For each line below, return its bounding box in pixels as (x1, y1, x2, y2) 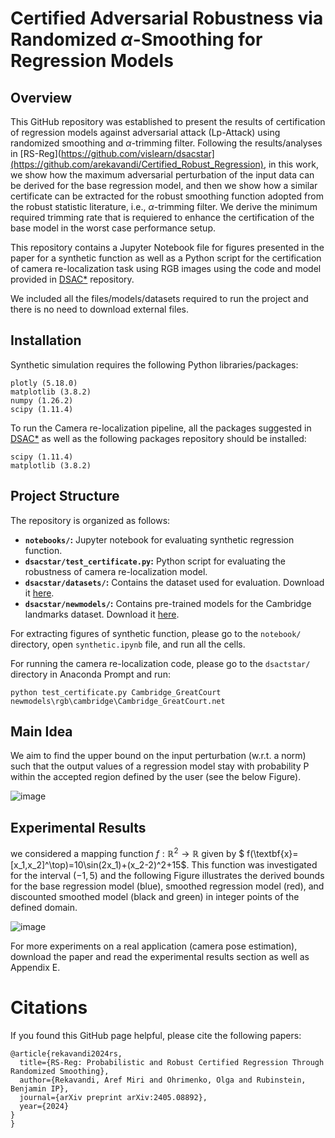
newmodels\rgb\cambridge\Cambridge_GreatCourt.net (10, 696, 226, 706)
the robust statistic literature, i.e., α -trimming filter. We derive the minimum (10, 201, 318, 212)
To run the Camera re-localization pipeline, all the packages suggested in (10, 422, 312, 434)
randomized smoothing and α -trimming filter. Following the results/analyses (10, 137, 323, 149)
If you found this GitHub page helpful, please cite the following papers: (10, 1029, 302, 1041)
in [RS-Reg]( (10, 148, 62, 159)
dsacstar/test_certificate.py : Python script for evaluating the (24, 555, 286, 567)
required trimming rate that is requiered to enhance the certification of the (10, 212, 315, 223)
